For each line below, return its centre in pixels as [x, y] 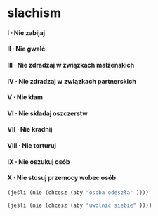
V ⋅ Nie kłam [25, 97]
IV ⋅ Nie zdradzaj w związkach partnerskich [72, 81]
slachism [34, 13]
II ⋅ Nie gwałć [26, 49]
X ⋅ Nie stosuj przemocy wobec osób [62, 178]
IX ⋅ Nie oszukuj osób [39, 161]
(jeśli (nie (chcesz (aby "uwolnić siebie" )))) [80, 205]
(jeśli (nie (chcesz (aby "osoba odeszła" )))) [78, 192]
